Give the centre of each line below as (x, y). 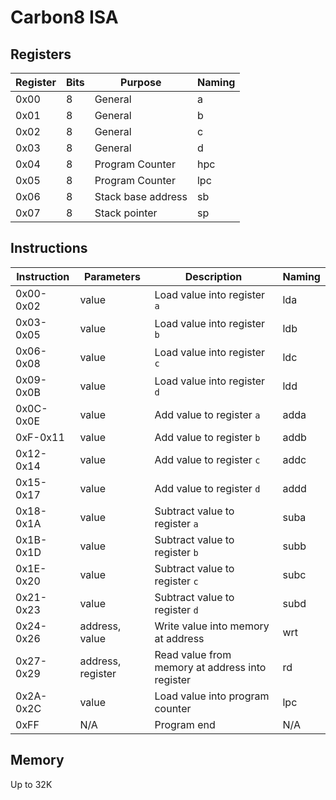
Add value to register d (207, 488)
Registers (41, 54)
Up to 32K (31, 784)
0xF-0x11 (40, 437)
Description (213, 276)
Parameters (112, 276)
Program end (185, 724)
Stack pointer (126, 213)
